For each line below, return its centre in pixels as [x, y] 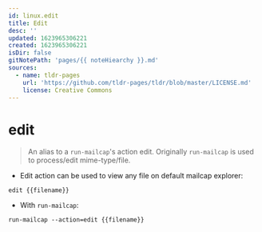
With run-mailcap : [49, 206]
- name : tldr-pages [48, 75]
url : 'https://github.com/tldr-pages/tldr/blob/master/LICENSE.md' [137, 82]
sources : [23, 68]
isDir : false [30, 53]
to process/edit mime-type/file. [79, 160]
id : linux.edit [34, 16]
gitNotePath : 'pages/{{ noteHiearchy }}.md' [83, 61]
